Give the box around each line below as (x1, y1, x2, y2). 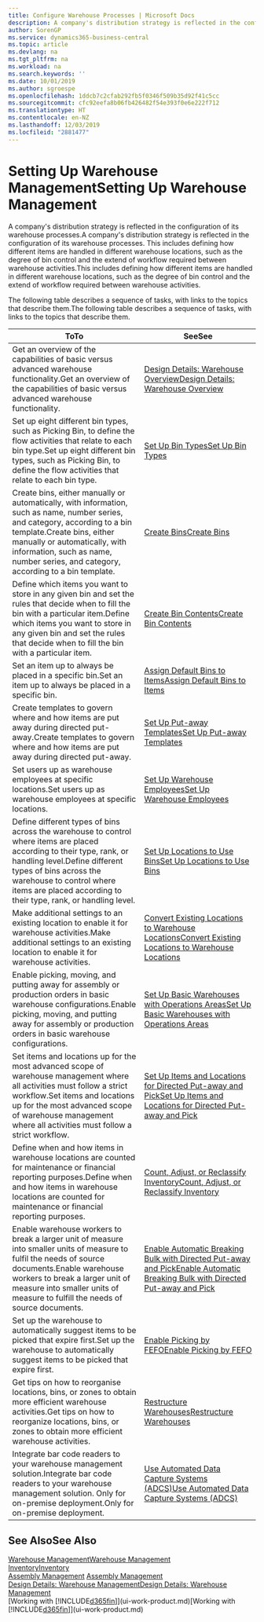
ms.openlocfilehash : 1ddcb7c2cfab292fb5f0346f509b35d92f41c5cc (8, 92, 220, 100)
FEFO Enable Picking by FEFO (144, 1344, 252, 1355)
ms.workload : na (8, 63, 61, 71)
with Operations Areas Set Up (144, 998, 251, 1009)
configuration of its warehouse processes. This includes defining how (8, 238, 234, 247)
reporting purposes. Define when (12, 1171, 132, 1182)
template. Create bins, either (12, 526, 115, 537)
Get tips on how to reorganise (12, 1376, 122, 1387)
